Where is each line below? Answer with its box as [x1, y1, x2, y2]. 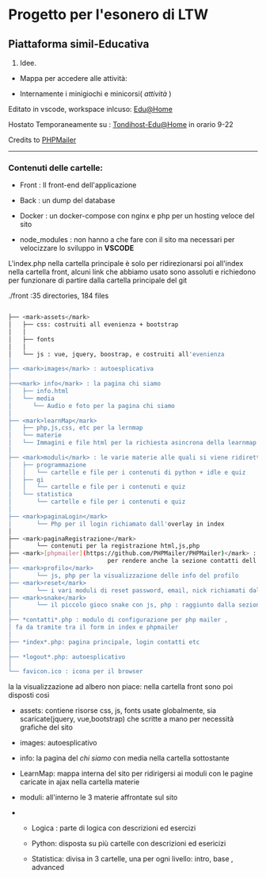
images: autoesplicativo [19, 738, 97, 748]
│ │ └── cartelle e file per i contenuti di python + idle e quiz [8, 468, 246, 476]
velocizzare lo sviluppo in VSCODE [19, 244, 135, 253]
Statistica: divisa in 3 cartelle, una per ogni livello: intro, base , [31, 854, 234, 864]
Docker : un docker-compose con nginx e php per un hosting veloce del [19, 211, 255, 221]
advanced [31, 863, 65, 872]
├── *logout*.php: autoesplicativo [8, 653, 126, 660]
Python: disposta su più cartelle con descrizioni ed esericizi [31, 839, 226, 849]
